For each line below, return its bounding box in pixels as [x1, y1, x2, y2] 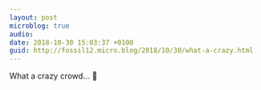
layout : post [9, 12, 58, 22]
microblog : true [9, 21, 70, 30]
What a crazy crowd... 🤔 [9, 70, 98, 81]
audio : [9, 29, 34, 38]
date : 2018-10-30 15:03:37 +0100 [9, 37, 134, 47]
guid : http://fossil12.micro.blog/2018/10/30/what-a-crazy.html [9, 46, 254, 55]
